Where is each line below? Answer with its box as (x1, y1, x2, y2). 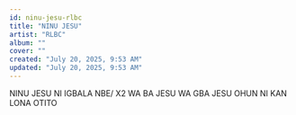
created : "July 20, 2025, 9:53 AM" (9, 55, 143, 64)
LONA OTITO (9, 97, 58, 108)
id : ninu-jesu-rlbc (9, 13, 83, 22)
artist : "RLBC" (9, 30, 67, 39)
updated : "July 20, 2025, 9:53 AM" (9, 64, 143, 73)
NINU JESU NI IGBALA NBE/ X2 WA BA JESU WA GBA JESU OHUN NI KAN (9, 87, 288, 99)
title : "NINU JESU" (9, 22, 83, 31)
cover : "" (9, 47, 47, 56)
